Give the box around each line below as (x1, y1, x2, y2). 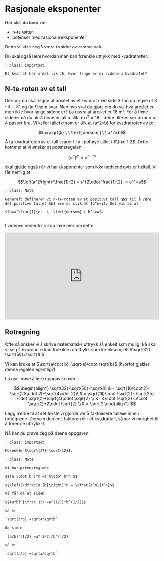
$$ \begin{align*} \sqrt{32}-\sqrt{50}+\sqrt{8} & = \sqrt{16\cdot (14, 385, 143, 391)
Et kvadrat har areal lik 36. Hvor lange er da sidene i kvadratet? (5, 71, 147, 76)
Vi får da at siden (5, 491, 45, 496)
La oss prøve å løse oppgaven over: (5, 375, 77, 381)
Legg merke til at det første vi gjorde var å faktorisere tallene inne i (5, 410, 139, 416)
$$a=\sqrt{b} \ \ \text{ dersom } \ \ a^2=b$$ (38, 130, 126, 136)
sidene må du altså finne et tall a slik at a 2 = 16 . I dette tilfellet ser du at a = (5, 114, 156, 121)
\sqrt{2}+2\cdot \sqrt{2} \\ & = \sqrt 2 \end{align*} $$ (28, 400, 136, 407)
